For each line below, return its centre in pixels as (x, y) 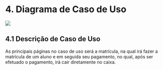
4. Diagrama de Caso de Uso (66, 9)
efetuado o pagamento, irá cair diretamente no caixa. (61, 62)
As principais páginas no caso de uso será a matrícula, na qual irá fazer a (81, 51)
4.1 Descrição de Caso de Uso (53, 39)
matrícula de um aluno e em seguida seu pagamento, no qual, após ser (79, 56)
